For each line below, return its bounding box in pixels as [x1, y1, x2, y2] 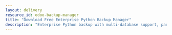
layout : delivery [5, 7, 42, 13]
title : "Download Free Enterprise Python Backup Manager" [5, 17, 132, 22]
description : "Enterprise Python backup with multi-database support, [5, 22, 159, 27]
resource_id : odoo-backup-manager [5, 12, 79, 17]
